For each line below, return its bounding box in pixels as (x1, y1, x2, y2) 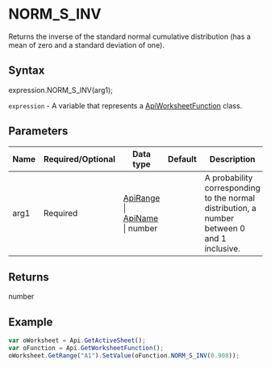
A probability (204, 171, 253, 183)
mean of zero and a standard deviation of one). (8, 40, 165, 49)
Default (168, 153, 198, 164)
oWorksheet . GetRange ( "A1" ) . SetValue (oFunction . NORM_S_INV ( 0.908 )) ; (8, 351, 240, 360)
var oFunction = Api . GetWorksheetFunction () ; (8, 345, 164, 353)
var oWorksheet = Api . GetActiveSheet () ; (8, 336, 147, 345)
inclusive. (204, 243, 240, 254)
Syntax (8, 64, 45, 78)
